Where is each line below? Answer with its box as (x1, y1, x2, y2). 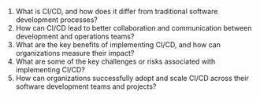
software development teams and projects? (15, 82, 157, 91)
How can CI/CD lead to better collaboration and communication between (15, 24, 252, 32)
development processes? (15, 15, 98, 24)
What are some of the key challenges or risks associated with (15, 57, 216, 66)
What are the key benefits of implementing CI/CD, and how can (15, 40, 221, 49)
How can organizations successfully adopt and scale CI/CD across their (15, 74, 250, 82)
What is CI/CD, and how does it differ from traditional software (15, 7, 218, 16)
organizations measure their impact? (15, 49, 135, 57)
